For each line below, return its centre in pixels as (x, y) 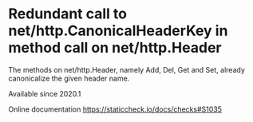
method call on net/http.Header (115, 48)
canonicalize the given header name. (69, 78)
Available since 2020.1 (45, 93)
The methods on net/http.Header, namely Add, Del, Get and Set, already (127, 69)
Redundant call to (68, 14)
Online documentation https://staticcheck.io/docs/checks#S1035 (115, 109)
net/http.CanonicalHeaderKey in (118, 31)
